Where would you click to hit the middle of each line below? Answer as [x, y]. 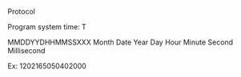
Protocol [21, 12]
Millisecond [26, 50]
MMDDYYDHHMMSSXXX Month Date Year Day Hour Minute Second [120, 42]
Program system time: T [47, 27]
